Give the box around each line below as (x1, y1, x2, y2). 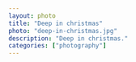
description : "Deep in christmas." (8, 34, 129, 43)
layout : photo (8, 11, 57, 20)
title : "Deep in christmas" (8, 19, 104, 27)
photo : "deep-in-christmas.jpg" (8, 27, 117, 35)
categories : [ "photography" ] (8, 42, 107, 50)
